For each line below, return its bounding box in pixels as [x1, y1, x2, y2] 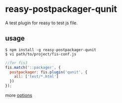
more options [5, 93, 32, 98]
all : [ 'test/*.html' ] [14, 74, 59, 79]
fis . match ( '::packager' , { [5, 65, 61, 70]
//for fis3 [5, 60, 28, 65]
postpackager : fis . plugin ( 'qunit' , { [9, 69, 88, 75]
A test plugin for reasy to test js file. [5, 20, 78, 26]
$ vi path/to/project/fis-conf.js [5, 51, 77, 56]
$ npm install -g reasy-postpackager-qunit [5, 47, 97, 52]
